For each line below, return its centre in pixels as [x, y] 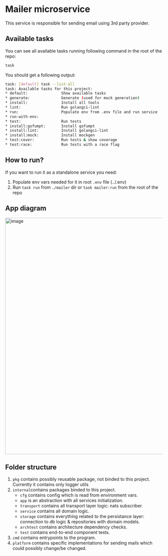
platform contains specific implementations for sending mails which [82, 543]
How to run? [24, 160]
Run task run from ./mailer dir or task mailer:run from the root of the [85, 187]
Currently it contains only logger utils [50, 484]
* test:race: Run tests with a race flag [62, 145]
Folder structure [31, 467]
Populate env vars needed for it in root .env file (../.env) [69, 182]
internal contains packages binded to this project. [64, 490]
